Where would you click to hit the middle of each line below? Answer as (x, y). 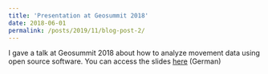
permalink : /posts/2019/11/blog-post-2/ (77, 30)
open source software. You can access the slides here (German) (115, 61)
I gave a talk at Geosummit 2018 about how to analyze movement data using (134, 53)
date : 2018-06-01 (37, 23)
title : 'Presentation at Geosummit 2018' (79, 16)
